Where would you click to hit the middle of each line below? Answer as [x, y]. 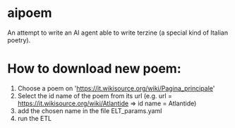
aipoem [30, 13]
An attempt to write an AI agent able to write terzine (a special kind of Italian [117, 33]
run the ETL [34, 118]
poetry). [19, 40]
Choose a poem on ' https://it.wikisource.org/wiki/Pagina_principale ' [116, 88]
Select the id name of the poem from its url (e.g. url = [95, 95]
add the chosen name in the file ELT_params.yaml [90, 110]
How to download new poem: [94, 69]
